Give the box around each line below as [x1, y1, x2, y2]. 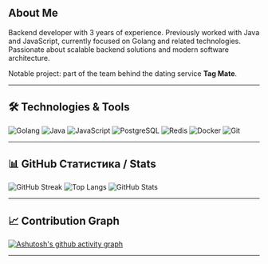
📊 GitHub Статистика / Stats [8, 158, 157, 171]
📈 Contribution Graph [8, 214, 120, 227]
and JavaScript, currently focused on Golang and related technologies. [8, 36, 242, 46]
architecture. [8, 53, 50, 62]
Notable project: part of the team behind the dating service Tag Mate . [8, 68, 238, 78]
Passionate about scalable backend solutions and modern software [8, 44, 230, 54]
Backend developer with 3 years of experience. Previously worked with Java [8, 27, 260, 37]
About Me [8, 6, 58, 20]
